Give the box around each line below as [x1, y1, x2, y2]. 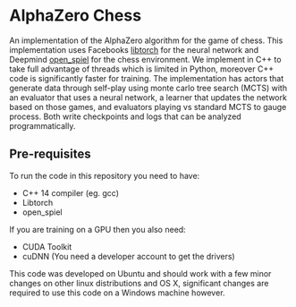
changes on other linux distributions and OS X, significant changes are [9, 277, 269, 288]
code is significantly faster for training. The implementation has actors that [9, 72, 284, 83]
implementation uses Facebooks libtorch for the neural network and [9, 44, 259, 55]
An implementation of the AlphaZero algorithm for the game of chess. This [9, 35, 283, 46]
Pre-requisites [9, 147, 91, 162]
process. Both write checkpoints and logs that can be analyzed [9, 111, 241, 122]
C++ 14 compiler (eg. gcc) [21, 187, 119, 198]
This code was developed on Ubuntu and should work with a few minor [9, 268, 272, 278]
